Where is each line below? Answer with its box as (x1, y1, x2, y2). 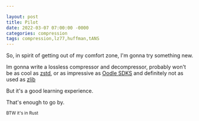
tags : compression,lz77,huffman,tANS (6, 36, 100, 42)
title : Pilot (6, 19, 39, 25)
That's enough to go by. (6, 99, 65, 106)
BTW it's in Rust (6, 110, 39, 116)
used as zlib (6, 76, 36, 83)
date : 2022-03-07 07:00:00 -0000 (6, 25, 89, 31)
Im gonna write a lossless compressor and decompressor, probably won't (6, 63, 186, 71)
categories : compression (6, 30, 68, 36)
